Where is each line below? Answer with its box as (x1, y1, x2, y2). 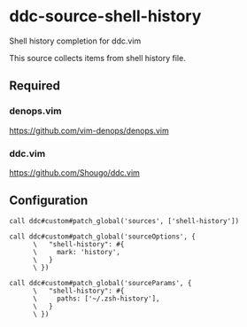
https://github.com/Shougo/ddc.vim (9, 167, 140, 178)
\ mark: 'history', (32, 247, 121, 256)
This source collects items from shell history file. (9, 52, 186, 63)
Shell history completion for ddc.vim (9, 35, 142, 46)
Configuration (9, 193, 89, 208)
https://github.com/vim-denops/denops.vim (9, 125, 170, 136)
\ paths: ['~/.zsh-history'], (32, 294, 161, 303)
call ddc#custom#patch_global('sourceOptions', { (9, 232, 197, 241)
